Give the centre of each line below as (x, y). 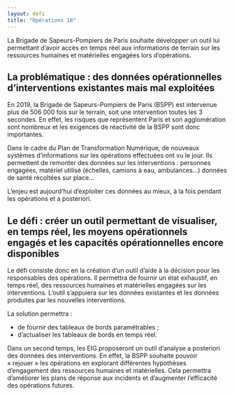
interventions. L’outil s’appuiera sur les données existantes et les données (113, 293)
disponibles (33, 254)
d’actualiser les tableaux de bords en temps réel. (87, 335)
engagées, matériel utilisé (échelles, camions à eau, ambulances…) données (117, 170)
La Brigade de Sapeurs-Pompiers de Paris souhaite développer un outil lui (114, 40)
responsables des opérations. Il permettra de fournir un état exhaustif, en (112, 278)
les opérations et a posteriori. (50, 199)
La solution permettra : (40, 314)
